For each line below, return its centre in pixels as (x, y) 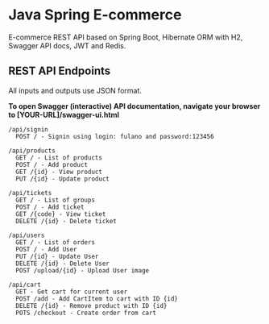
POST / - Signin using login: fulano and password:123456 (115, 136)
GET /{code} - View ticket (61, 214)
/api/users (27, 235)
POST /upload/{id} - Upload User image (83, 270)
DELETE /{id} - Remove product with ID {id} (91, 305)
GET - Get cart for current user (72, 292)
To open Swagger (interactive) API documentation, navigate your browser (134, 106)
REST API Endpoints (60, 71)
